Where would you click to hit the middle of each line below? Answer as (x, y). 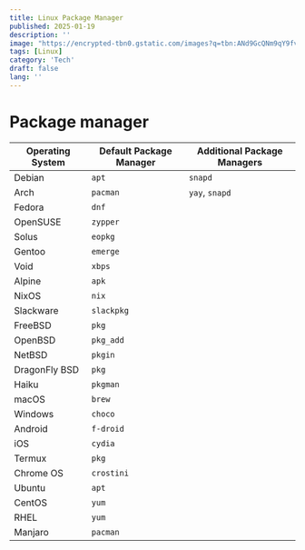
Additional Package (240, 151)
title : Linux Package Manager (67, 18)
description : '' (40, 35)
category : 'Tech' (42, 60)
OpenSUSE (38, 222)
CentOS (31, 503)
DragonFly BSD (47, 369)
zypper (105, 222)
